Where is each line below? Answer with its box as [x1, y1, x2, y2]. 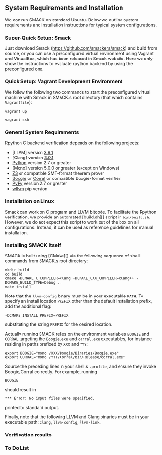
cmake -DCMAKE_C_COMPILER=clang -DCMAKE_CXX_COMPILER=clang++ [5, 276, 134, 281]
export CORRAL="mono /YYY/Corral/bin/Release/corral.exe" [5, 355, 125, 360]
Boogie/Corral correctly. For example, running [5, 369, 98, 375]
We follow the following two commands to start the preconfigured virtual [5, 89, 151, 95]
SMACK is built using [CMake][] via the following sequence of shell [5, 253, 140, 259]
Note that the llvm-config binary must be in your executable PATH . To [5, 293, 144, 299]
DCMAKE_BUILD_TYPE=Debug [5, 280, 56, 285]
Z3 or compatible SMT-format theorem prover [12, 170, 104, 176]
